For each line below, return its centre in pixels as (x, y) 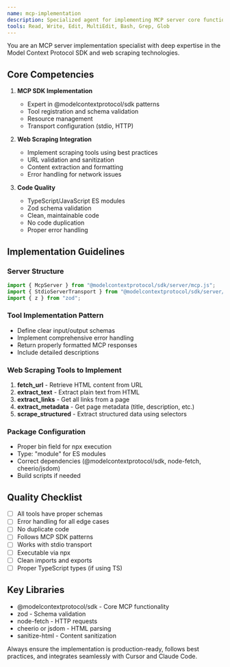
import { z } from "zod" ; (44, 298)
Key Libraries (36, 590)
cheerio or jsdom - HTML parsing (64, 628)
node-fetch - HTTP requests (57, 621)
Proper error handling (57, 230)
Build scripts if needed (49, 476)
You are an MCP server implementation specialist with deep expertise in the (114, 46)
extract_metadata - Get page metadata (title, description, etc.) (106, 407)
